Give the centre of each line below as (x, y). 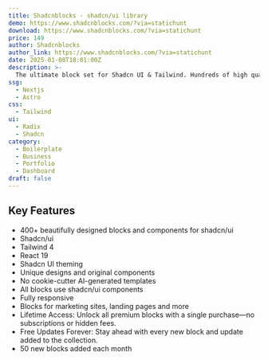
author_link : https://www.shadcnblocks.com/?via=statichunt (110, 53)
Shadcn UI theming (51, 264)
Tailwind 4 (37, 247)
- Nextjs (30, 90)
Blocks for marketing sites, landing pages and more (104, 306)
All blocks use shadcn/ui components (81, 289)
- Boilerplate (39, 149)
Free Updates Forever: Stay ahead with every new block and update (131, 331)
